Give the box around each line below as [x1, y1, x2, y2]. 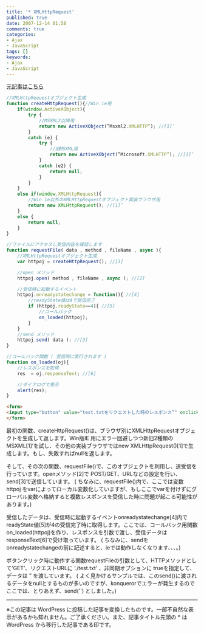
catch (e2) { [38, 162, 72, 169]
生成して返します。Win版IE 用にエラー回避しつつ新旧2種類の [22, 434, 174, 441]
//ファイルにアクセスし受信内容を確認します [6, 241, 102, 248]
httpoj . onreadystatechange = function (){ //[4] [17, 292, 140, 298]
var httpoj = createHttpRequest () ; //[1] [17, 258, 123, 264]
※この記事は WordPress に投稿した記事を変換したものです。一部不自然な [6, 605, 189, 613]
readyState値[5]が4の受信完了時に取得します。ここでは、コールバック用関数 [6, 521, 198, 528]
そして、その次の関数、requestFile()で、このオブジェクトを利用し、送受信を [6, 463, 197, 470]
